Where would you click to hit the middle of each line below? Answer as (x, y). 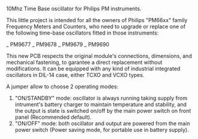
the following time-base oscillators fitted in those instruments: (83, 33)
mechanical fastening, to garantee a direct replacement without (84, 62)
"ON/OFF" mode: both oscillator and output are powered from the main (102, 123)
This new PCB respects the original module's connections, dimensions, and (99, 56)
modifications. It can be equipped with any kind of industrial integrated (93, 69)
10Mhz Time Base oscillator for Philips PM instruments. (74, 9)
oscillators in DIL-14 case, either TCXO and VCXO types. (75, 75)
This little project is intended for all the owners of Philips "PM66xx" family (97, 20)
